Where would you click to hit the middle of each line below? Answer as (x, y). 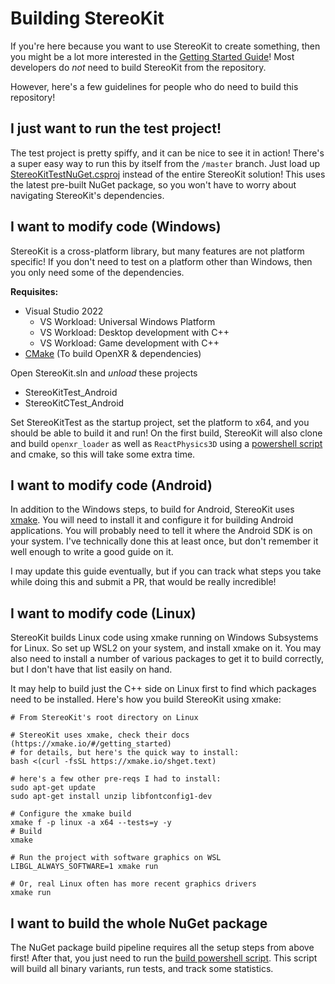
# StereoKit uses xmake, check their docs (100, 735)
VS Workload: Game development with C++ (129, 343)
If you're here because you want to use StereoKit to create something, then (165, 46)
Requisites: (34, 291)
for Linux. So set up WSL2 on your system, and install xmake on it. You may (166, 648)
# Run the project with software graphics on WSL (116, 858)
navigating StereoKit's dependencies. (87, 195)
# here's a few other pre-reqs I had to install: (116, 779)
